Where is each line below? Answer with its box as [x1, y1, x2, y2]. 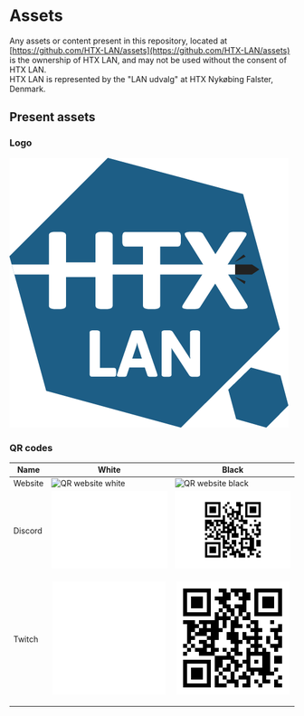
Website [13, 477, 44, 488]
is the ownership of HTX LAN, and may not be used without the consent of [9, 54, 288, 65]
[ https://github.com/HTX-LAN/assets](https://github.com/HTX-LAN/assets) [9, 44, 290, 55]
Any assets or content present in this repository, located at [9, 35, 228, 46]
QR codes [9, 441, 53, 454]
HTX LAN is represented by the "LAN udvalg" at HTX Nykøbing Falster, [9, 73, 274, 84]
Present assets [9, 109, 96, 125]
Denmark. [9, 83, 46, 94]
